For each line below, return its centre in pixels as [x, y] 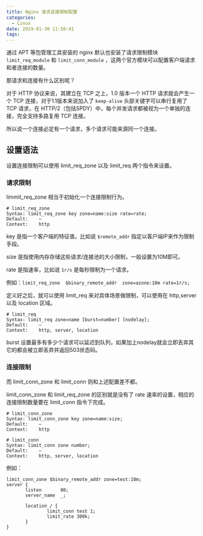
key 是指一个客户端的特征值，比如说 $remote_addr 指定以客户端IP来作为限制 [100, 236]
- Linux [21, 23]
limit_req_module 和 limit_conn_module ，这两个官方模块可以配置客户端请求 [101, 60]
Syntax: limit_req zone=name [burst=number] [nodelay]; [78, 320]
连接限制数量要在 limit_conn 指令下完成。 [57, 402]
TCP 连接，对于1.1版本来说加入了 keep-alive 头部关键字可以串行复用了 [100, 101]
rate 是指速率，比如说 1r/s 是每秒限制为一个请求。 [69, 270]
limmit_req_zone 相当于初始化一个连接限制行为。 [67, 197]
